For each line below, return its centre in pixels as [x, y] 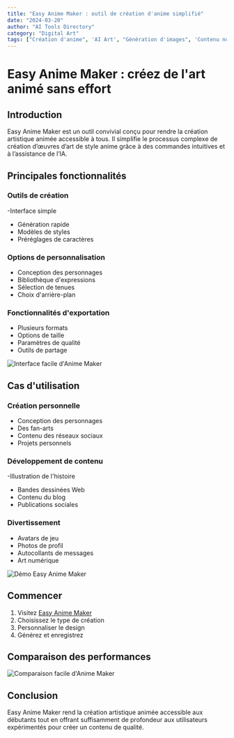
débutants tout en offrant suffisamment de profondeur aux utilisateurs [107, 720]
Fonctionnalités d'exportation [58, 313]
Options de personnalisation [56, 257]
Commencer [35, 596]
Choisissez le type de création [61, 620]
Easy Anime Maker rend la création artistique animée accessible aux [105, 712]
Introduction [35, 115]
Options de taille [41, 335]
